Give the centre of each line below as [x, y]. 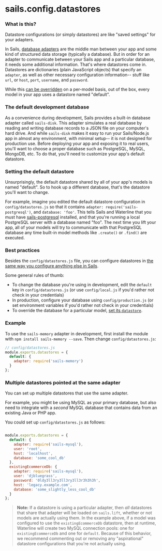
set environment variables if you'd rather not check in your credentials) [83, 305]
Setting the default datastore [39, 172]
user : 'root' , [28, 449]
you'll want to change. [27, 192]
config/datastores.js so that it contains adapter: [54, 207]
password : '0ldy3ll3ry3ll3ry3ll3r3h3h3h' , [57, 480]
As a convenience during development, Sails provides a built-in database [78, 118]
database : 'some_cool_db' [40, 458]
